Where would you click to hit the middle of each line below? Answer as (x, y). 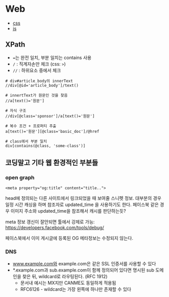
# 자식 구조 (16, 110)
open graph (20, 178)
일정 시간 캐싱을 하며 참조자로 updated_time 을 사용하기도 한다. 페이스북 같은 (82, 204)
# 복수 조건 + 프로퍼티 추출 (31, 126)
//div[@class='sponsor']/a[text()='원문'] (50, 116)
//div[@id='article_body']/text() (42, 85)
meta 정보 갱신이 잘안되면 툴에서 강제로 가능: (50, 222)
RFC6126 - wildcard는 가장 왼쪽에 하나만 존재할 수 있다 (76, 289)
